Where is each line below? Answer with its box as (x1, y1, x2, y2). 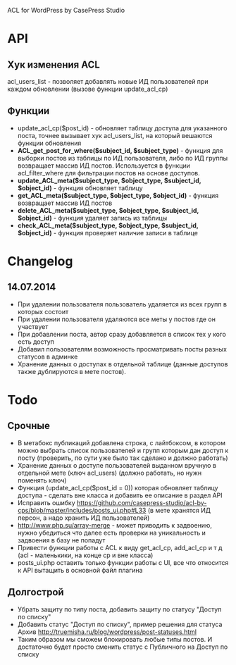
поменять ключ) (17, 476, 67, 485)
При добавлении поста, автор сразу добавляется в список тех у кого (17, 330, 227, 338)
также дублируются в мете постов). (17, 367, 127, 375)
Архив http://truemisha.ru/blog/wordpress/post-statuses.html (17, 627, 197, 636)
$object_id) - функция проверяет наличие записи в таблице (17, 228, 199, 237)
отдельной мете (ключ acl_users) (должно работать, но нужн (17, 468, 202, 477)
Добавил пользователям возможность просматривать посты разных (17, 344, 228, 353)
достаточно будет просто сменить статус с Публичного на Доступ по (17, 642, 228, 651)
